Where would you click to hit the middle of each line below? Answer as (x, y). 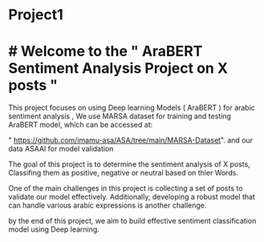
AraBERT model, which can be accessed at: (81, 125)
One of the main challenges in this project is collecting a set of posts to (126, 188)
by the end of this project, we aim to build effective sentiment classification (132, 221)
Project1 (36, 15)
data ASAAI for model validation (61, 149)
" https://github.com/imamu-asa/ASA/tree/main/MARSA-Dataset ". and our (131, 140)
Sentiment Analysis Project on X (118, 69)
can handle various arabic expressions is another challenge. (108, 205)
